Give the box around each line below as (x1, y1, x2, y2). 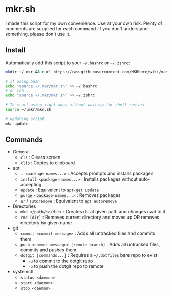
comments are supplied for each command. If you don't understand (5, 25, 148, 31)
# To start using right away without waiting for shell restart (5, 102, 145, 108)
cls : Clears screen (20, 154, 61, 161)
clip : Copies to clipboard (20, 160, 75, 166)
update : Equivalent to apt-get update (20, 187, 99, 193)
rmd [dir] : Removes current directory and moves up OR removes (20, 214, 160, 221)
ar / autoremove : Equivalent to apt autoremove (20, 198, 117, 204)
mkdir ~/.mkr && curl (5, 69, 52, 74)
